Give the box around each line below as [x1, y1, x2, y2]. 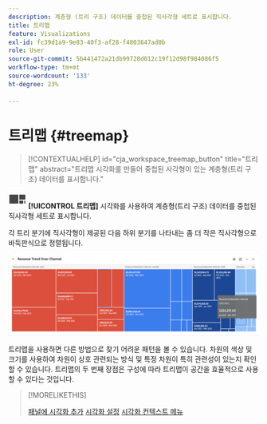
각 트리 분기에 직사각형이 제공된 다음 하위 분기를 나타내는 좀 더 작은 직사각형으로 [8, 228, 257, 238]
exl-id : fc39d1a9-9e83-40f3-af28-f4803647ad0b [8, 38, 166, 46]
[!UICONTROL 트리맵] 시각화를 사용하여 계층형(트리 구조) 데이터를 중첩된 [27, 201, 257, 211]
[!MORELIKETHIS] [27, 390, 87, 400]
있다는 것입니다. [25, 374, 74, 384]
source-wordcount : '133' [8, 72, 91, 80]
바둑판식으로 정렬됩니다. [8, 238, 84, 248]
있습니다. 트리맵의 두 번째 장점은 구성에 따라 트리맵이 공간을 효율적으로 [25, 364, 245, 374]
